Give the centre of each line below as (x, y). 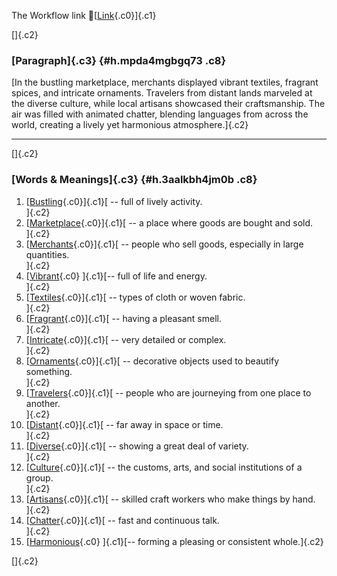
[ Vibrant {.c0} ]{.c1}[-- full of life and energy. (116, 276)
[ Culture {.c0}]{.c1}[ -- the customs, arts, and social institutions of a (164, 467)
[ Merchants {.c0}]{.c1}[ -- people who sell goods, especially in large (164, 244)
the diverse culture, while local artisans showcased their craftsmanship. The (168, 104)
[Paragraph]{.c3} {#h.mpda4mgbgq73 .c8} (119, 60)
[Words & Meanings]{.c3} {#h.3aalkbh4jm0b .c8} (134, 180)
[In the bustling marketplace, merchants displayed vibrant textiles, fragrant (165, 82)
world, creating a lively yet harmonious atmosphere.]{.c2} (130, 125)
